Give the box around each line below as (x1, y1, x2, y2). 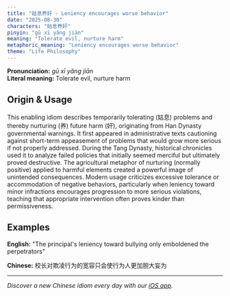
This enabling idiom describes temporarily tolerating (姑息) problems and (7, 113, 213, 121)
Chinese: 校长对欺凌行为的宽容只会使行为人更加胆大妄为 (7, 261, 167, 269)
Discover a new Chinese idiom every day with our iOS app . (7, 281, 173, 289)
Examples (7, 221, 50, 233)
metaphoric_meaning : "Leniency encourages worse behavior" (7, 42, 179, 49)
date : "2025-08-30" (7, 16, 63, 23)
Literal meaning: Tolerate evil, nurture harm (7, 74, 131, 82)
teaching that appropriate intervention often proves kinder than (7, 194, 185, 202)
